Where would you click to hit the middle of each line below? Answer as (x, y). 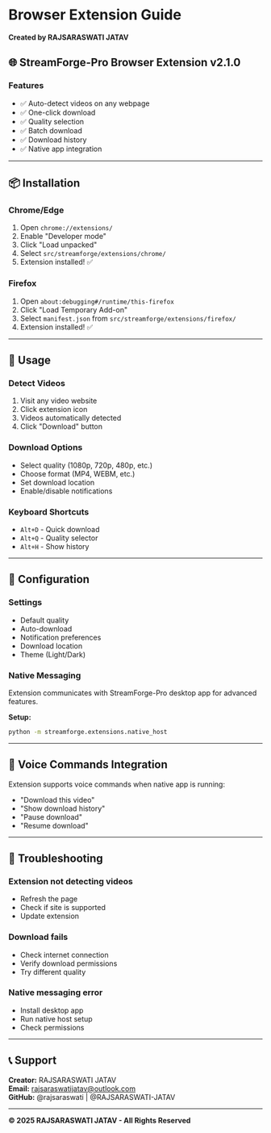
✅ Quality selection (52, 121)
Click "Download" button (61, 426)
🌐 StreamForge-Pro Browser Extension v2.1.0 (125, 63)
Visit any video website (58, 401)
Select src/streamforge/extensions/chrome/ (93, 254)
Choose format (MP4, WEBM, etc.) (77, 473)
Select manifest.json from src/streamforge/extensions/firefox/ (128, 318)
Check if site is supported (63, 908)
